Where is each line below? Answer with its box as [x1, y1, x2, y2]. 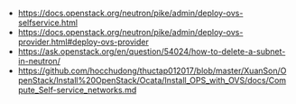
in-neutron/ [17, 56, 60, 66]
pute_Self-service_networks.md [17, 85, 137, 95]
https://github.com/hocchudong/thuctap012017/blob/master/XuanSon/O [17, 65, 287, 76]
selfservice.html [17, 17, 79, 28]
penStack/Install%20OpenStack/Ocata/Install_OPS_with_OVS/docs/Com [17, 75, 287, 85]
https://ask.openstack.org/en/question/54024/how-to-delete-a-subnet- [17, 46, 286, 57]
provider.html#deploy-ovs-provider [17, 36, 149, 47]
